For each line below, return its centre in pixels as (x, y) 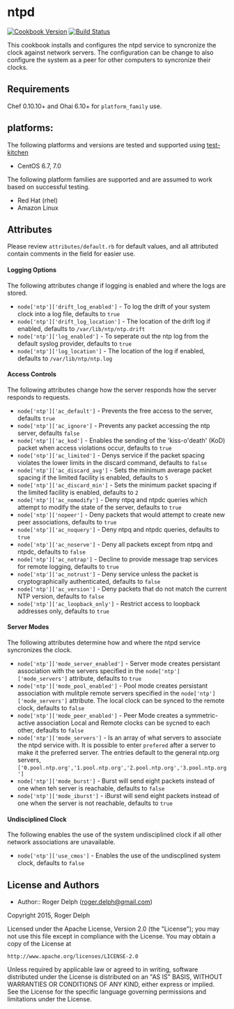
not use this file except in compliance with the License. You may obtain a (111, 936)
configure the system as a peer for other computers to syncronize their (109, 59)
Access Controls (32, 374)
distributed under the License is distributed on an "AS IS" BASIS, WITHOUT (115, 977)
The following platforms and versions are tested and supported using (106, 145)
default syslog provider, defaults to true (75, 344)
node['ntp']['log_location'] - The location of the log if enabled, (111, 351)
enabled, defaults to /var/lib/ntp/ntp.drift (81, 328)
